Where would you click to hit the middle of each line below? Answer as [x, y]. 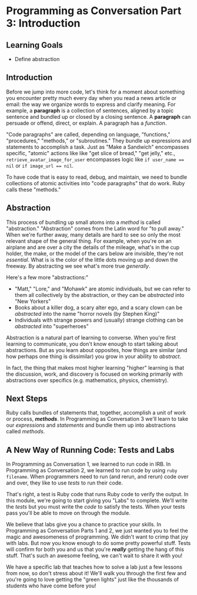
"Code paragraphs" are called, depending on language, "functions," [88, 134]
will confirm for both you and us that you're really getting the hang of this [95, 549]
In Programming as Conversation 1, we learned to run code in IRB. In [89, 464]
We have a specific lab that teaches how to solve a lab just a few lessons [94, 567]
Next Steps [27, 399]
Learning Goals [35, 45]
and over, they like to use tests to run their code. [65, 483]
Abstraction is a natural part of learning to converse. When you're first [91, 337]
